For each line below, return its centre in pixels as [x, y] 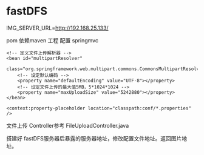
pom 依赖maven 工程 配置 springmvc [53, 40]
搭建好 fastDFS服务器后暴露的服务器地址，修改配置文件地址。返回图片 [94, 138]
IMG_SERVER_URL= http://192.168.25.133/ [57, 28]
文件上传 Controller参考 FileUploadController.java [68, 125]
